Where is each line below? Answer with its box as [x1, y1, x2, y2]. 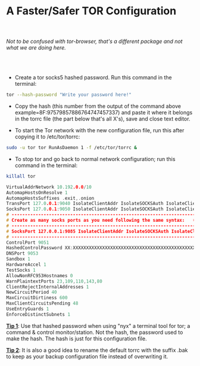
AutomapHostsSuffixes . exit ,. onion [6, 195, 95, 201]
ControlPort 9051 [6, 240, 49, 246]
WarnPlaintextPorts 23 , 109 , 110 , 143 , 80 [6, 278, 102, 284]
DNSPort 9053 [6, 250, 39, 257]
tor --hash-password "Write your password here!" [6, 92, 132, 98]
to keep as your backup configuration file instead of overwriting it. [6, 353, 168, 360]
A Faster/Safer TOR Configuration [6, 4, 177, 18]
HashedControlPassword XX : [6, 245, 73, 251]
